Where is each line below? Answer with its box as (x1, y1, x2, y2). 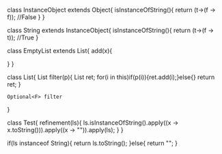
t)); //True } (7, 33, 39, 42)
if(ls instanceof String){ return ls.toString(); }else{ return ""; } (7, 139, 178, 147)
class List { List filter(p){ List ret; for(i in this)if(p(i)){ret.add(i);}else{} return (7, 73, 215, 81)
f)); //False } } (7, 13, 46, 21)
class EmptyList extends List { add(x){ (7, 47, 113, 55)
